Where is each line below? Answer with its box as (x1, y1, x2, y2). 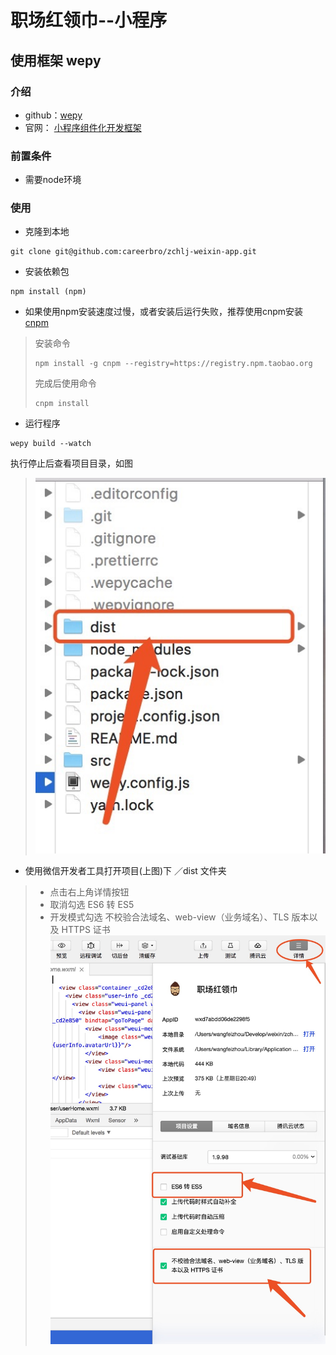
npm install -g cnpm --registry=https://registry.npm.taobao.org (34, 359, 313, 369)
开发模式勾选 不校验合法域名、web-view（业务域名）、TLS (49, 911, 290, 923)
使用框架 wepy (10, 52, 102, 69)
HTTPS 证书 (61, 923, 111, 935)
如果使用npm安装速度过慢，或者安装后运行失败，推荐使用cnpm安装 (24, 306, 304, 318)
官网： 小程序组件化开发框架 (24, 121, 142, 133)
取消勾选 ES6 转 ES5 (49, 898, 135, 910)
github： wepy (24, 109, 83, 121)
